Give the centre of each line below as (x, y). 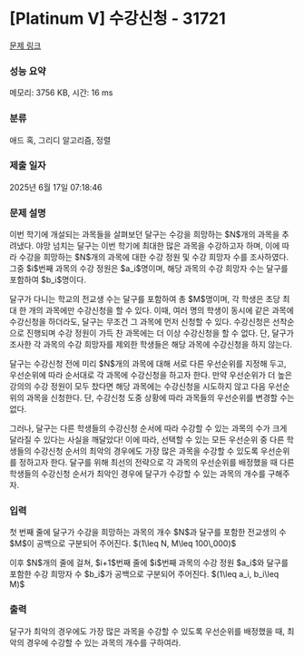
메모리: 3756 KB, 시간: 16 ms (61, 93)
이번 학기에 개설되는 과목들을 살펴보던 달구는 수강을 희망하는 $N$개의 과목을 (145, 235)
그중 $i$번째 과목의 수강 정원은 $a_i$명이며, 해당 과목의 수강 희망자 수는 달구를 (149, 269)
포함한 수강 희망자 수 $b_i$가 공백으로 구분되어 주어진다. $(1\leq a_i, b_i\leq (144, 574)
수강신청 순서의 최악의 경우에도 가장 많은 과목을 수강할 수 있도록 (146, 451)
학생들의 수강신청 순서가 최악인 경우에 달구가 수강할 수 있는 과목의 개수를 (137, 474)
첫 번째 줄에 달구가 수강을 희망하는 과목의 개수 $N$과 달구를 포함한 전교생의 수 (148, 533)
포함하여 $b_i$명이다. (48, 280)
